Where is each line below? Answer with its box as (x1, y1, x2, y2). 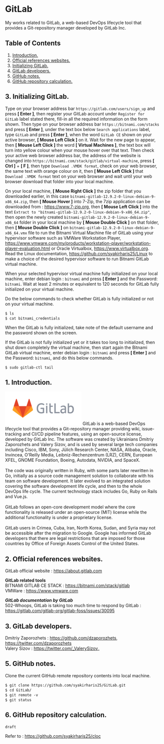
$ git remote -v (5, 692, 38, 697)
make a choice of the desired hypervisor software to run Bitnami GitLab (5, 256, 149, 262)
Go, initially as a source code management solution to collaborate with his (5, 473, 154, 479)
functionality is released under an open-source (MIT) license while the (5, 509, 147, 515)
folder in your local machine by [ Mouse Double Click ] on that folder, (19, 219, 159, 225)
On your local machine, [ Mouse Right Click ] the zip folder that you (5, 188, 141, 194)
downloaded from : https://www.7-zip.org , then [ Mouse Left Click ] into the (5, 204, 158, 210)
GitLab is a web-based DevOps (82, 421, 145, 426)
